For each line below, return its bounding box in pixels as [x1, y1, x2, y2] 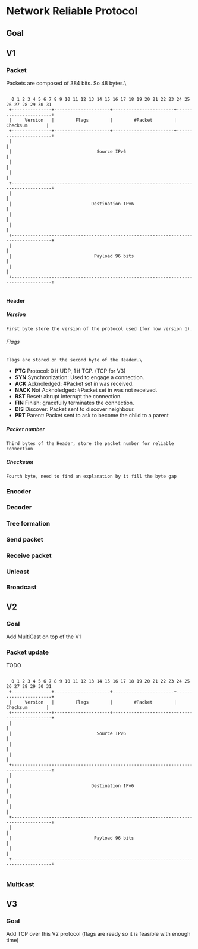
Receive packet [6, 551, 52, 560]
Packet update [6, 648, 49, 656]
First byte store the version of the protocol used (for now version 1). [6, 325, 193, 332]
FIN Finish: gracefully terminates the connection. [14, 399, 135, 407]
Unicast [6, 567, 30, 576]
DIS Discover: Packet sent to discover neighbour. [14, 406, 135, 413]
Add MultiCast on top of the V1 [6, 633, 81, 640]
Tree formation [6, 519, 51, 527]
